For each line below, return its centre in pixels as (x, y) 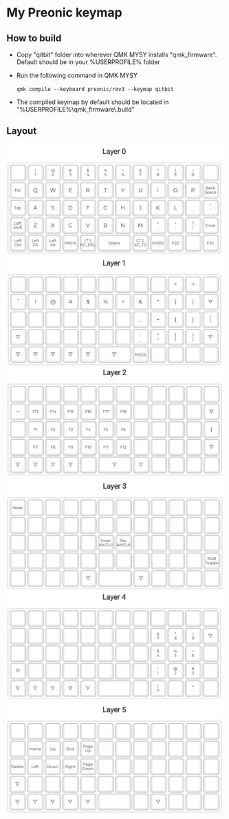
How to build (34, 38)
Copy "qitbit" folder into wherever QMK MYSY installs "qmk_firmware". (117, 54)
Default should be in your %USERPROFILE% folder (88, 62)
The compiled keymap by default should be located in (92, 102)
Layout (22, 131)
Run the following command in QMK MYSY (77, 75)
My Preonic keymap (64, 13)
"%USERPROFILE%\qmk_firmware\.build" (75, 109)
